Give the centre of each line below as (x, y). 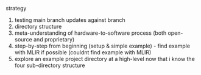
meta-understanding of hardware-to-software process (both (90, 33)
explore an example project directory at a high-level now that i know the (105, 59)
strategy (16, 8)
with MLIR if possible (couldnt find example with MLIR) (83, 52)
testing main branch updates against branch (70, 20)
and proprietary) (54, 39)
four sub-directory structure (50, 65)
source (23, 39)
